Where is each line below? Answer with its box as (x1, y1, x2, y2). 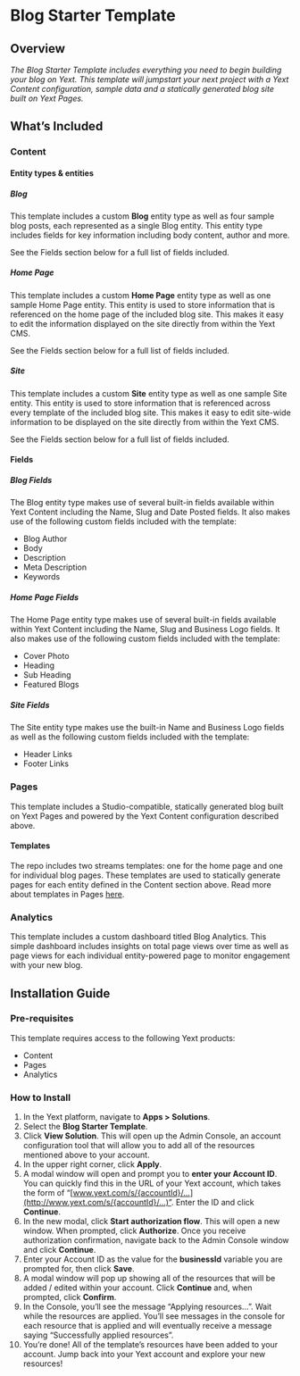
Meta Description (22, 562, 87, 572)
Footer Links (22, 758, 70, 769)
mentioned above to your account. (22, 1149, 150, 1161)
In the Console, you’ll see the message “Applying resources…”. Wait (22, 1301, 272, 1313)
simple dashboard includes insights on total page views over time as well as (10, 941, 289, 952)
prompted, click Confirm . (22, 1292, 117, 1303)
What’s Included (10, 119, 104, 134)
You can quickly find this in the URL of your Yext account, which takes (22, 1178, 281, 1188)
